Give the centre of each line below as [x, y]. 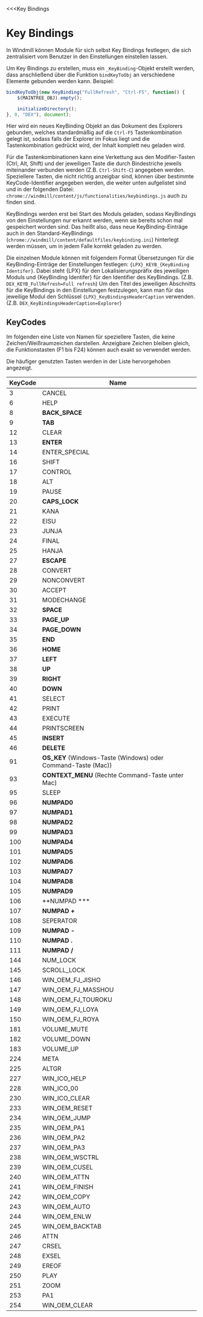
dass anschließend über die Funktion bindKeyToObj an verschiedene [91, 75]
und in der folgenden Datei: [40, 189]
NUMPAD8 [58, 881]
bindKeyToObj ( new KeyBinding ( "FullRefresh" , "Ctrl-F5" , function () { [96, 92]
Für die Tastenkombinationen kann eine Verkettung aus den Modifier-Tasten [101, 157]
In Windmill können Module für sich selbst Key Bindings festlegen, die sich [99, 50]
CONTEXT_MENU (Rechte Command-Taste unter [113, 775]
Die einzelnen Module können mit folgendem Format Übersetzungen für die [100, 258]
